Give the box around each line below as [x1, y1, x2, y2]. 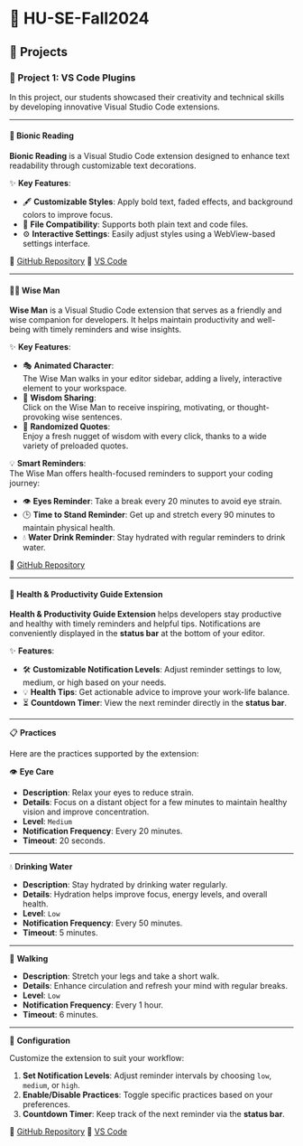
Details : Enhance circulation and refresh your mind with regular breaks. [22, 981, 289, 991]
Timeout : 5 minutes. [22, 927, 98, 938]
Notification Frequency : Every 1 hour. [22, 1000, 164, 1010]
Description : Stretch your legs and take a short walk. [22, 971, 220, 982]
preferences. [22, 1099, 70, 1110]
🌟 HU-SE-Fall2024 [9, 8, 151, 29]
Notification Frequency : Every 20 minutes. [22, 826, 183, 837]
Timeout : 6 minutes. [22, 1010, 99, 1020]
